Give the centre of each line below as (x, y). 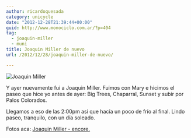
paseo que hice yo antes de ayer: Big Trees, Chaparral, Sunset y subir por (95, 94)
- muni (19, 44)
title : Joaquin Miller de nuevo (45, 49)
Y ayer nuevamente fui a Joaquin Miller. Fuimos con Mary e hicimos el (90, 87)
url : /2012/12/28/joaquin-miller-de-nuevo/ (60, 55)
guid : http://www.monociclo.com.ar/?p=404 (58, 28)
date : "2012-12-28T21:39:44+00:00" (49, 22)
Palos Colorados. (27, 100)
